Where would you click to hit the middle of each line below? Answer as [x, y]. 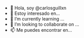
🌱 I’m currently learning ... [37, 19]
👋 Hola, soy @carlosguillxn [38, 8]
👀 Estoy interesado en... [35, 13]
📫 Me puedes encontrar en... [41, 30]
